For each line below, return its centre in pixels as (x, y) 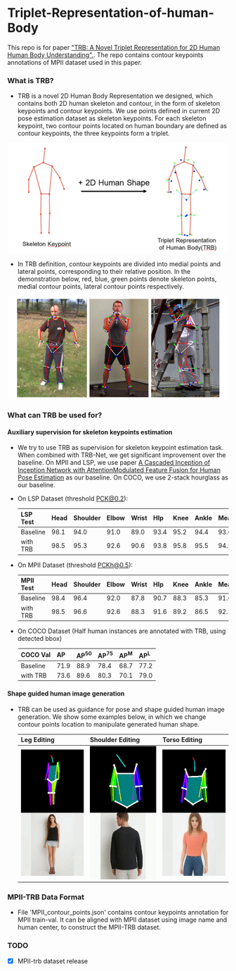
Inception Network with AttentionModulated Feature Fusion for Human (119, 470)
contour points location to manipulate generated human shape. (109, 724)
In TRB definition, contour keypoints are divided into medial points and (119, 264)
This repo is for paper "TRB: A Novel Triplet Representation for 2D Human (114, 47)
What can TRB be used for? (55, 415)
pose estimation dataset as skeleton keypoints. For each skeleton (112, 118)
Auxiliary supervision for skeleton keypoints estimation (90, 432)
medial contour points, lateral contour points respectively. (101, 287)
